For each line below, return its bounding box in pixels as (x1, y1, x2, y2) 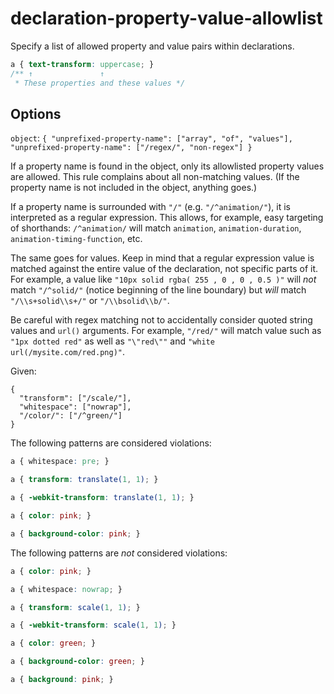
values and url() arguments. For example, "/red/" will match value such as (10, 325, 322, 337)
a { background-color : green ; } (10, 657, 145, 667)
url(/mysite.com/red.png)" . (10, 346, 126, 358)
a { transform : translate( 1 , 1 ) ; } (10, 475, 159, 485)
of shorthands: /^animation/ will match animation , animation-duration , (10, 222, 302, 234)
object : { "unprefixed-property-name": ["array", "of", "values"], (10, 132, 293, 144)
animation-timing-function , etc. (10, 233, 143, 245)
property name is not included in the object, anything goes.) (10, 182, 258, 194)
